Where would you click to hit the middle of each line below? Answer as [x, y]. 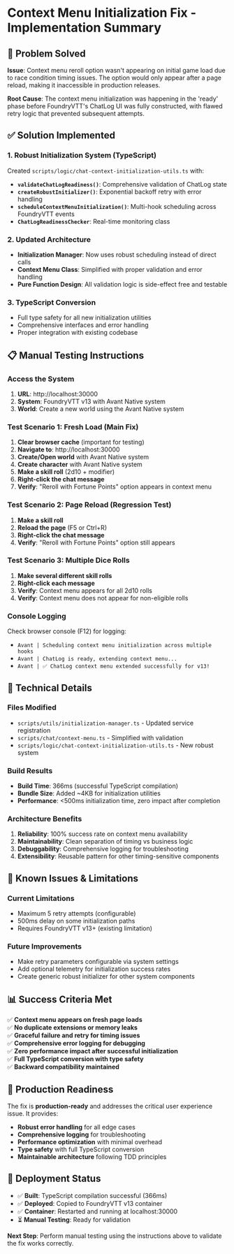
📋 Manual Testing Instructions [76, 355]
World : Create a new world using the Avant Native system [101, 409]
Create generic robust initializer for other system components [106, 976]
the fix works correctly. [41, 1243]
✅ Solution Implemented [61, 135]
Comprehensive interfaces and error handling [83, 325]
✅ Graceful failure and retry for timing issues [74, 1035]
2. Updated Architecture [49, 239]
